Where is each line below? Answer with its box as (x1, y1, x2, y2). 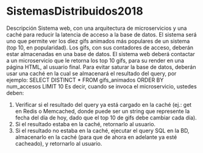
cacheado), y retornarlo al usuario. (15, 140, 102, 147)
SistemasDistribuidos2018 (6, 4, 143, 18)
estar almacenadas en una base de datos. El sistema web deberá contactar (6, 50, 195, 57)
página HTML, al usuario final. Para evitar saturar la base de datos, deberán (6, 63, 196, 71)
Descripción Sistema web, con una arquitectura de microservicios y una (6, 24, 187, 32)
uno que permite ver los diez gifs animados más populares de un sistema (6, 37, 190, 44)
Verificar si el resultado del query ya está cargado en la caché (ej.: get (15, 101, 192, 108)
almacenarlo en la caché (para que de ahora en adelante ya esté (15, 133, 177, 141)
